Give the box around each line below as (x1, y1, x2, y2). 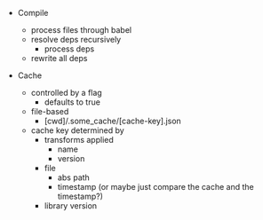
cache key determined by (30, 125, 124, 136)
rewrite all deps (30, 53, 88, 63)
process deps (44, 43, 95, 54)
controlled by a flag (30, 88, 102, 98)
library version (44, 200, 98, 211)
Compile (17, 8, 49, 18)
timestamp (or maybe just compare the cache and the (57, 182, 255, 192)
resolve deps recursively (30, 35, 122, 44)
